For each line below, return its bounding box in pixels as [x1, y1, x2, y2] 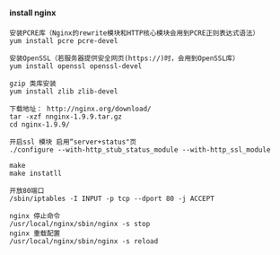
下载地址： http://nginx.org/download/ [9, 104, 152, 114]
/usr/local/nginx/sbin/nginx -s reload [9, 237, 159, 246]
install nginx [9, 7, 57, 18]
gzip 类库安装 [9, 79, 57, 89]
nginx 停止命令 [9, 212, 61, 221]
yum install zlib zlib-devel [9, 87, 118, 96]
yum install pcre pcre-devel [9, 37, 118, 46]
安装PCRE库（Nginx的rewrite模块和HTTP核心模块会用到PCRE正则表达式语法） [9, 29, 260, 38]
